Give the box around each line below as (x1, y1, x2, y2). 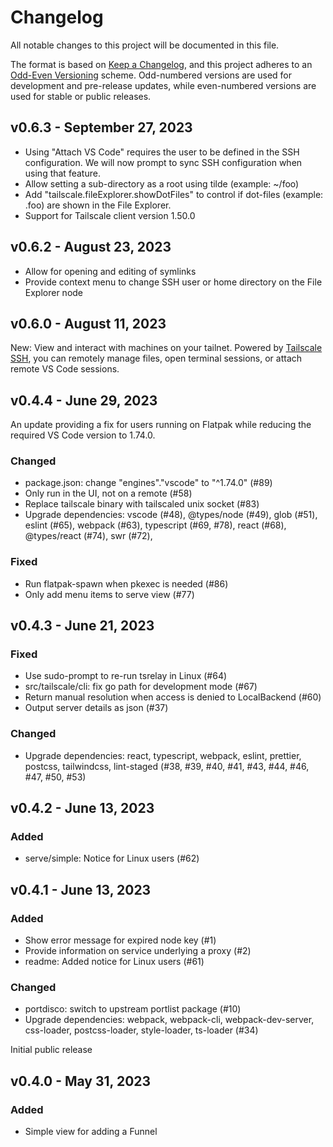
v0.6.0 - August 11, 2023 (10, 315, 167, 332)
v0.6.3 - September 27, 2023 (10, 119, 193, 136)
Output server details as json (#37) (24, 702, 169, 714)
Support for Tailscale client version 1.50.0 (24, 209, 196, 221)
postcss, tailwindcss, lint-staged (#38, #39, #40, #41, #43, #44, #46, (24, 760, 310, 772)
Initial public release (10, 1044, 93, 1056)
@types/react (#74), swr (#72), (24, 530, 153, 542)
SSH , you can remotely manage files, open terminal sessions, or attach (10, 352, 303, 365)
